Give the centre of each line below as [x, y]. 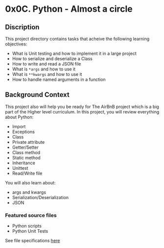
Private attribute [28, 142]
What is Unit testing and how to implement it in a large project [74, 53]
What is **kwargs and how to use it [47, 74]
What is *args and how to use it [44, 69]
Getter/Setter [25, 147]
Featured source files [31, 215]
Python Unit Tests [30, 231]
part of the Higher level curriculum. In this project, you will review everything [82, 112]
